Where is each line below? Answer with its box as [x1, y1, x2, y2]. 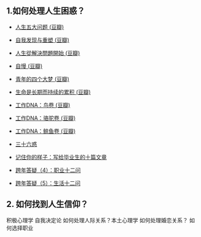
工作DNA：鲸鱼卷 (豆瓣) [15, 127, 76, 135]
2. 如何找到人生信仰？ [6, 199, 89, 209]
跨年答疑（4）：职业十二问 [15, 166, 81, 173]
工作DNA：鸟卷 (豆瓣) [15, 101, 70, 108]
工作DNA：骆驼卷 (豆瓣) [15, 114, 76, 121]
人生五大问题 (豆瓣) [15, 23, 64, 31]
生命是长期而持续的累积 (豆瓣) [15, 88, 91, 96]
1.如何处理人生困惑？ [6, 6, 86, 17]
